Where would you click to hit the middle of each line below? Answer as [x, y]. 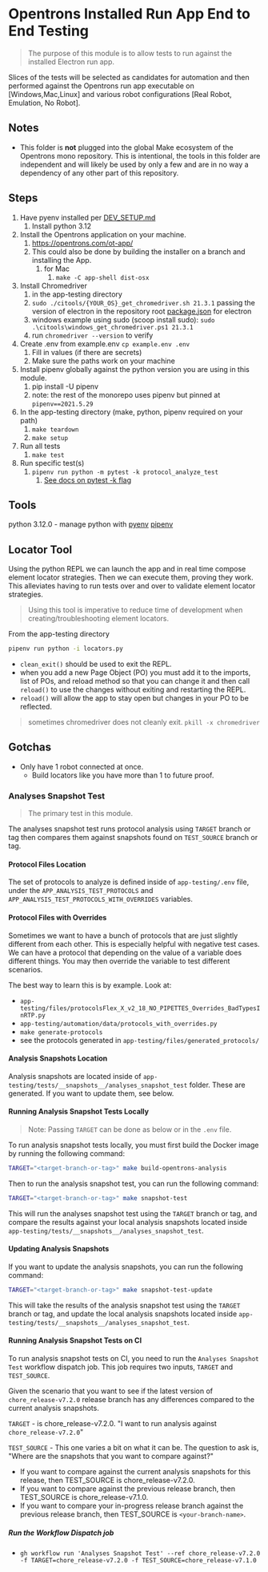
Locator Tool [40, 550]
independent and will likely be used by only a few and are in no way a [134, 164]
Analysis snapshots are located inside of [75, 1076]
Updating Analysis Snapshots [59, 1249]
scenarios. [26, 969]
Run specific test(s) [52, 463]
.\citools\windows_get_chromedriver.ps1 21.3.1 [112, 327]
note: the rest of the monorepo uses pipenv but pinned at [126, 394]
